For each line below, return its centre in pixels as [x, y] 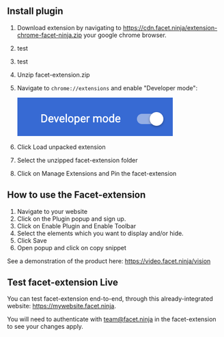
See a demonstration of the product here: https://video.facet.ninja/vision [109, 261]
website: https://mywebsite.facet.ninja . [61, 306]
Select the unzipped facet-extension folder [77, 160]
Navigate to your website [52, 211]
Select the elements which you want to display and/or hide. [100, 233]
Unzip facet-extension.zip [53, 75]
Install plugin [35, 11]
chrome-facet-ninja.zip [50, 35]
